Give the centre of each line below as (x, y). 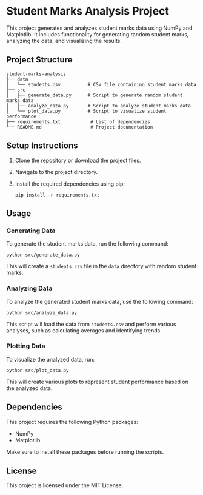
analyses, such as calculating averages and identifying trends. (84, 330)
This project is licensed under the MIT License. (65, 485)
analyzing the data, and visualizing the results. (64, 41)
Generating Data (31, 231)
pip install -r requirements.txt (57, 195)
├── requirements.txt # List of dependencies (78, 122)
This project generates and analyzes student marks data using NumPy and (99, 28)
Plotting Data (26, 346)
